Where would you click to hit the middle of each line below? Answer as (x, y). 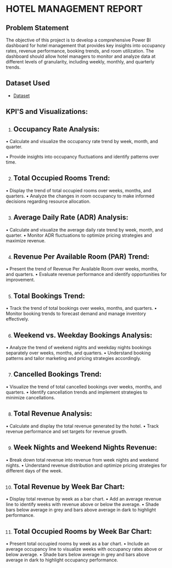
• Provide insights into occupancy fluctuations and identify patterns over (82, 157)
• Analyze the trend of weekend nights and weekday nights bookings (79, 348)
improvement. (20, 280)
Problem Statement (37, 28)
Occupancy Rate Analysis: (56, 129)
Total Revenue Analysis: (53, 414)
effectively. (18, 319)
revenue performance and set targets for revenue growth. (67, 431)
